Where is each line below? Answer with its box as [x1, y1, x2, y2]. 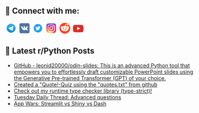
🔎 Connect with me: [5, 6, 79, 16]
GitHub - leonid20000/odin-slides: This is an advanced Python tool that [13, 62, 190, 69]
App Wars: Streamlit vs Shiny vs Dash [13, 100, 106, 107]
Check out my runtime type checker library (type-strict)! [13, 87, 152, 94]
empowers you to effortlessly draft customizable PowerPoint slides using [13, 68, 194, 75]
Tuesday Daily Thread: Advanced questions [13, 93, 121, 100]
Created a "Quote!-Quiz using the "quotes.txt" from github [13, 81, 158, 88]
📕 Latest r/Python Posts [5, 46, 95, 56]
